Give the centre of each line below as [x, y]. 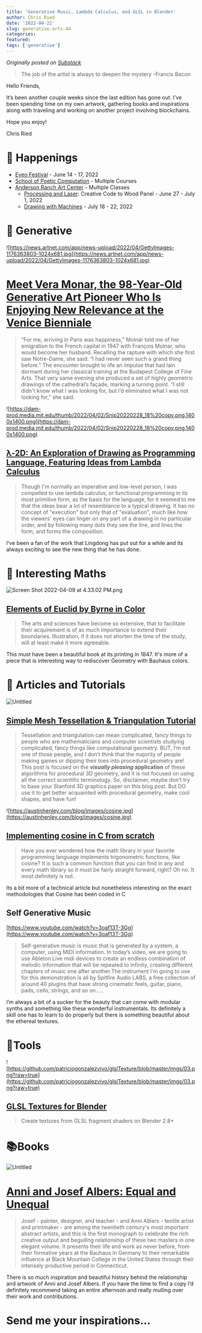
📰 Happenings [42, 158]
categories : [21, 34]
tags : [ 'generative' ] [33, 46]
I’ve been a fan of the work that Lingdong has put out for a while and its [95, 543]
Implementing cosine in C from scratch [81, 836]
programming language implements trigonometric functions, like [100, 857]
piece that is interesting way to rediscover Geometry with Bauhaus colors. [98, 661]
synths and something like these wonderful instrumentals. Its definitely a [96, 1008]
